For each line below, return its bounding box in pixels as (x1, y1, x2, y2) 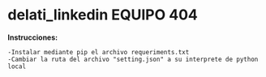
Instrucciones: (7, 32, 58, 42)
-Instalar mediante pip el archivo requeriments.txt (7, 48, 190, 56)
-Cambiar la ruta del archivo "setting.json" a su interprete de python (7, 55, 259, 63)
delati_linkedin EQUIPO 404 (7, 6, 198, 24)
